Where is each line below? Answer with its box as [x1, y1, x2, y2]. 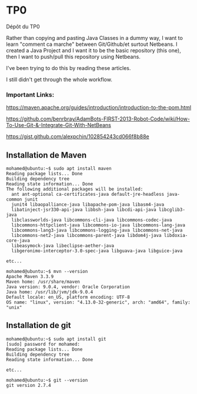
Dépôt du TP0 [6, 23, 40, 30]
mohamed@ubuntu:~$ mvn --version [6, 269, 88, 275]
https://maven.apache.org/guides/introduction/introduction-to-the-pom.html [6, 104, 192, 111]
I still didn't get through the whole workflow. [6, 76, 113, 83]
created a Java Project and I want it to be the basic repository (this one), [6, 46, 181, 54]
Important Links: [6, 91, 55, 99]
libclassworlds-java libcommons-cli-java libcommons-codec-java [11, 217, 172, 223]
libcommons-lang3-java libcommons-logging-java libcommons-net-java [11, 228, 183, 233]
